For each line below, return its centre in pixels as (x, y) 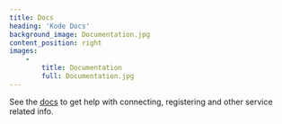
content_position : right (56, 43)
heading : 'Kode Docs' (50, 26)
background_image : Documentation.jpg (80, 34)
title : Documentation (82, 68)
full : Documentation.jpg (88, 76)
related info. (31, 111)
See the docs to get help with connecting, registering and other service (141, 102)
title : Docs (31, 18)
